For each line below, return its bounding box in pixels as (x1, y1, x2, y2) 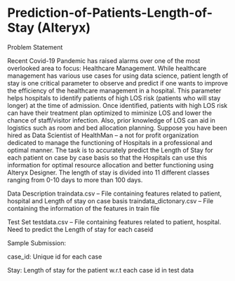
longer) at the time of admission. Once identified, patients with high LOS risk (7, 101, 228, 109)
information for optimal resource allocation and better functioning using (7, 160, 214, 169)
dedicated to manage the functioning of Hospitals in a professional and (7, 138, 213, 146)
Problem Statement (7, 43, 63, 51)
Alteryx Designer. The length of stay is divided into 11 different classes (7, 168, 210, 177)
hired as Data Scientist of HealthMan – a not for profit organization (7, 131, 199, 139)
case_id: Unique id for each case (7, 252, 102, 261)
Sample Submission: (7, 238, 67, 247)
